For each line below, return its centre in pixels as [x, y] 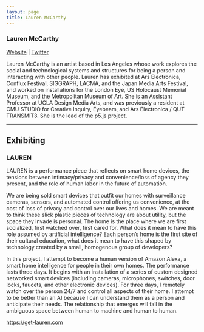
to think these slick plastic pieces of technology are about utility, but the [96, 215]
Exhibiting [26, 140]
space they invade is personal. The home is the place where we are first [96, 221]
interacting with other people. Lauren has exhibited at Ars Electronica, [93, 77]
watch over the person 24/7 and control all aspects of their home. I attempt [100, 291]
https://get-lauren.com [35, 322]
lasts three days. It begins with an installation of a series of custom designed [102, 272]
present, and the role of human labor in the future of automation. [87, 184]
